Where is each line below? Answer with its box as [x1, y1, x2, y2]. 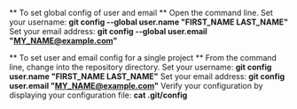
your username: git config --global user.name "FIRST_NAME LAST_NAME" [9, 17, 288, 27]
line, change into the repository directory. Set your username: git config [9, 62, 272, 72]
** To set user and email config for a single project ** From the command [9, 53, 277, 62]
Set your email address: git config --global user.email [9, 26, 208, 36]
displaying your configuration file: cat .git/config [9, 90, 188, 100]
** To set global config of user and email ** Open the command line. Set [9, 8, 273, 18]
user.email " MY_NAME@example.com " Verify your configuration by [9, 81, 263, 91]
